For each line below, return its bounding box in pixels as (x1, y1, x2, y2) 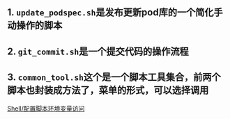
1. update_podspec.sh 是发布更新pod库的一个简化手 (7, 6, 223, 19)
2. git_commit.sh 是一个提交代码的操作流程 (7, 45, 190, 57)
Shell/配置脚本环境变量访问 (7, 104, 85, 113)
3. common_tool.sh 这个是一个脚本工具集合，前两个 (7, 72, 221, 84)
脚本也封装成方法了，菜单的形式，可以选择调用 (7, 84, 209, 96)
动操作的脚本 (7, 19, 63, 31)
